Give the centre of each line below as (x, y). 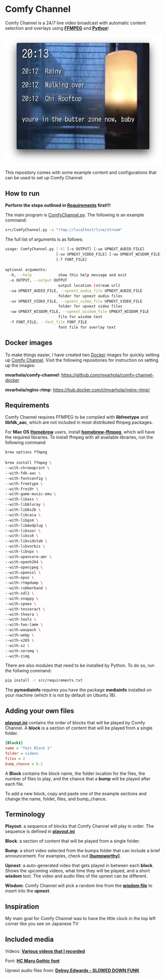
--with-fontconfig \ (26, 478)
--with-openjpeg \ (24, 567)
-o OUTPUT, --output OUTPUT (39, 280)
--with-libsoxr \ (23, 531)
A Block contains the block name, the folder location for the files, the (75, 773)
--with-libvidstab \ (26, 541)
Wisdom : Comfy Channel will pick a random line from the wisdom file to (79, 886)
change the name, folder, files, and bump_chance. (56, 799)
